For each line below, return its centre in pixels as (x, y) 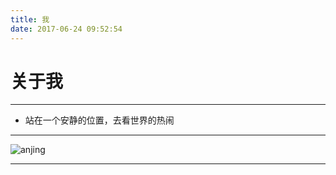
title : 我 (30, 19)
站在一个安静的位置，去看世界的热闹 (99, 120)
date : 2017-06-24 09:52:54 (66, 29)
